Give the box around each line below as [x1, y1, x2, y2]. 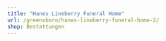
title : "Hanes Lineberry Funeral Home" [7, 10, 125, 17]
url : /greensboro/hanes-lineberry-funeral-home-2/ [7, 17, 160, 24]
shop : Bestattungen [7, 23, 65, 30]
